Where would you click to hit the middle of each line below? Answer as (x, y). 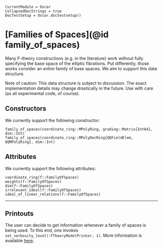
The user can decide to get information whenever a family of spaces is (76, 225)
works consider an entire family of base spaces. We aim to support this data (81, 68)
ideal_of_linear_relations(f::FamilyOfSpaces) (53, 194)
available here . (20, 241)
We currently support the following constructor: (53, 120)
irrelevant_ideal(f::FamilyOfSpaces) (43, 190)
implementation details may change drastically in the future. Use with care (79, 88)
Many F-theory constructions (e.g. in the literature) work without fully (74, 58)
